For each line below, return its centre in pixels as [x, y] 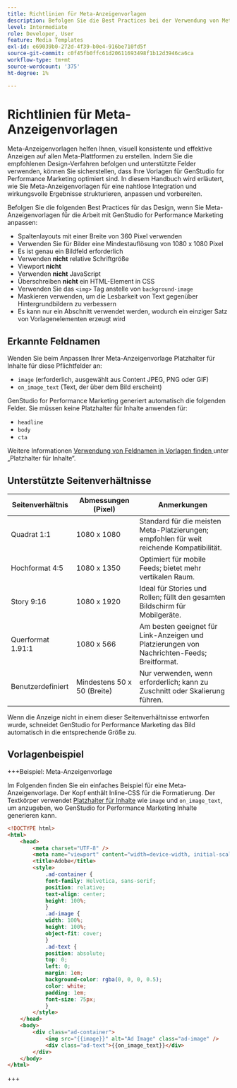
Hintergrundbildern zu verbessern [67, 304]
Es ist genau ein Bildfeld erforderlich [70, 251]
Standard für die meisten [180, 521]
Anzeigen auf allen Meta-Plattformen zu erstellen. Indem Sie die [100, 156]
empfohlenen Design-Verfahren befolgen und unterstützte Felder [102, 164]
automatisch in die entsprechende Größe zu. [72, 732]
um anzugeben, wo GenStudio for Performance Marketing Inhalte [102, 808]
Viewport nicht [39, 267]
